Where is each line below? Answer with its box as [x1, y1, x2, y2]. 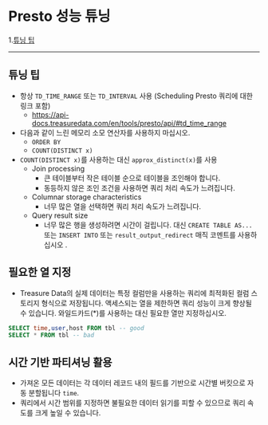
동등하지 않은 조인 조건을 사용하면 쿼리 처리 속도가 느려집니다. [43, 183, 235, 192]
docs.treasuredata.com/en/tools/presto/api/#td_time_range [31, 118, 227, 128]
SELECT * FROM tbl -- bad [8, 332, 94, 340]
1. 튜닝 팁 [8, 35, 35, 45]
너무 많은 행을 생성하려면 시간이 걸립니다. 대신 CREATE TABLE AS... [43, 220, 253, 230]
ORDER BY [31, 138, 61, 146]
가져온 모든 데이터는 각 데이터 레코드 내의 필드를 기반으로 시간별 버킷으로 [19, 378, 246, 388]
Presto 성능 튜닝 [8, 7, 111, 26]
